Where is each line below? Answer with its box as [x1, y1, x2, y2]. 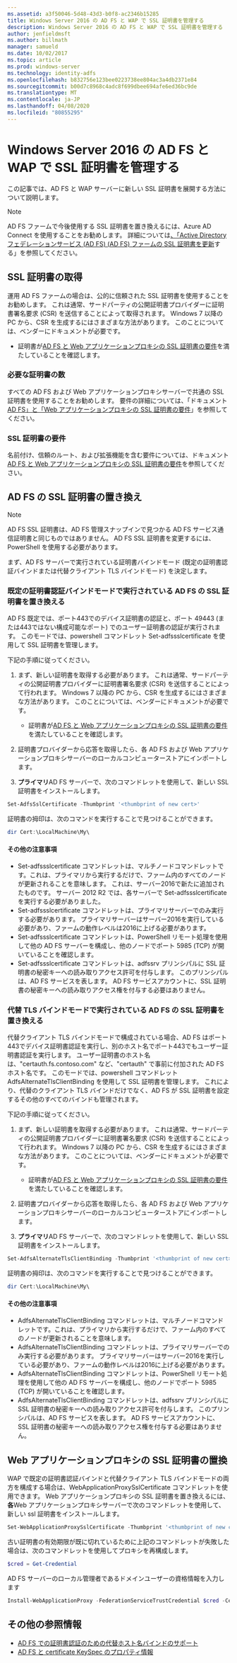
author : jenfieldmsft [7, 30, 71, 38]
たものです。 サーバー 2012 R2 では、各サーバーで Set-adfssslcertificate [17, 888, 227, 897]
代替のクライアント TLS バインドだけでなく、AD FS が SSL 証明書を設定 [19, 1086, 230, 1095]
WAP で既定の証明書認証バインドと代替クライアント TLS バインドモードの [7, 1474, 224, 1483]
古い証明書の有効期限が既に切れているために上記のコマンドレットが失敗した [7, 1538, 230, 1546]
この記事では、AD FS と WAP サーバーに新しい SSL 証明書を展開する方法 [7, 184, 220, 193]
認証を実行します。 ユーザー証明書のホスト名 [19, 1051, 151, 1059]
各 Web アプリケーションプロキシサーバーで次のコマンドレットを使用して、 [7, 1501, 225, 1509]
